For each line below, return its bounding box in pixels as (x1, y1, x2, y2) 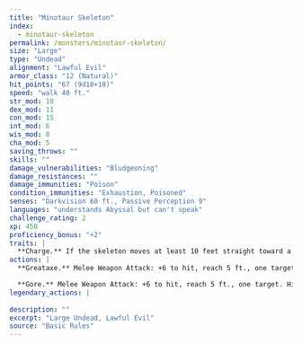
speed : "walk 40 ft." (9, 88, 91, 97)
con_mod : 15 (9, 113, 54, 122)
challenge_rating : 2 (9, 213, 87, 223)
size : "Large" (9, 47, 63, 56)
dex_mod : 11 (9, 105, 54, 114)
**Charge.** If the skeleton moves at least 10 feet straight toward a (17, 247, 292, 256)
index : (9, 22, 34, 31)
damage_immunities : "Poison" (9, 181, 119, 190)
